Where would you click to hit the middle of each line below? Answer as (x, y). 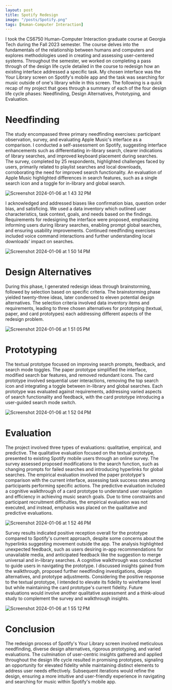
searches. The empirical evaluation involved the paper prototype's (75, 475)
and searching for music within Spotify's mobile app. (61, 681)
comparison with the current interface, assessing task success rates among (85, 480)
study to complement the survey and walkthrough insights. (67, 598)
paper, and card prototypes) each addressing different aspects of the (78, 314)
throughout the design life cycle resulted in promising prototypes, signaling (84, 660)
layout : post (19, 10)
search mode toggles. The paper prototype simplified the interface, (76, 370)
